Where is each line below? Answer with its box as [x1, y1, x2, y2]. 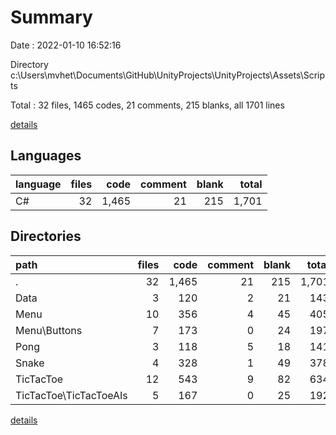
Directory [10, 58, 49, 70]
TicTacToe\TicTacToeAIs [15, 388, 128, 402]
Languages [10, 147, 82, 165]
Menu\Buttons [15, 323, 83, 337]
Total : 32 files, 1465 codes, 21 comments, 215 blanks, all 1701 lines [10, 99, 285, 111]
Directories [10, 228, 82, 245]
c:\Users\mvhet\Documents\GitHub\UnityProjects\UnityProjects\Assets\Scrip [10, 69, 326, 81]
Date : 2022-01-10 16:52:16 [10, 39, 122, 51]
